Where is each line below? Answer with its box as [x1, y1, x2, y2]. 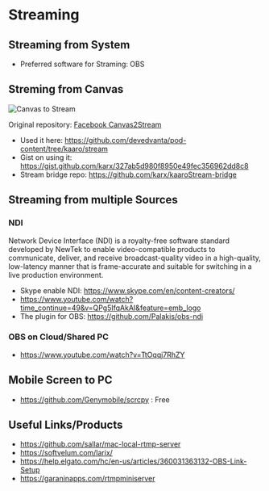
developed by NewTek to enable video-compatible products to [8, 244, 216, 254]
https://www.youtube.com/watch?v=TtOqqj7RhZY [19, 350, 185, 359]
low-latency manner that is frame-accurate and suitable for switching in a [8, 261, 252, 271]
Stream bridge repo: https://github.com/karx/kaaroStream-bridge [19, 170, 238, 179]
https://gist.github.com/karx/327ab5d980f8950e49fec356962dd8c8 [19, 161, 249, 170]
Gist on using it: [19, 152, 72, 162]
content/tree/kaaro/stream [19, 144, 109, 153]
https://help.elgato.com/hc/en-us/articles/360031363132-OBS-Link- [19, 456, 247, 466]
